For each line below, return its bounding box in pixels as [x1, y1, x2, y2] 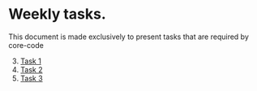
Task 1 [19, 56, 42, 66]
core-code [8, 40, 45, 50]
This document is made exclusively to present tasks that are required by [8, 32, 250, 41]
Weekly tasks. [8, 5, 107, 24]
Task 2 [19, 64, 43, 74]
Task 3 [19, 73, 43, 83]
